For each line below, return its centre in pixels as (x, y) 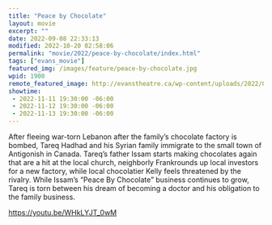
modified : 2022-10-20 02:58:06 (61, 46)
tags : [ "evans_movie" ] (47, 62)
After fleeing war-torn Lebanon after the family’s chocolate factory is (123, 137)
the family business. (42, 197)
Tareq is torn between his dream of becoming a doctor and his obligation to (134, 188)
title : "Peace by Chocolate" (57, 16)
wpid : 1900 (27, 76)
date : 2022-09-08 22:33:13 (54, 38)
